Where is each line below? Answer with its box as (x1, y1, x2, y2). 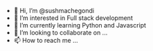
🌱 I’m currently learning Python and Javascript (13, 21, 147, 29)
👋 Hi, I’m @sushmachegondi (13, 7, 95, 14)
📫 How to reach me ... (13, 37, 78, 44)
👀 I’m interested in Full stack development (13, 14, 133, 22)
